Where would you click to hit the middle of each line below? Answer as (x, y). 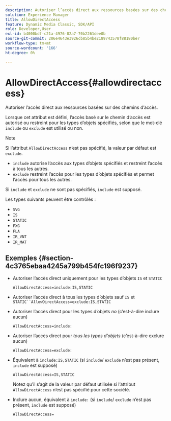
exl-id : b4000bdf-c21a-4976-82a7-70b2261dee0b (55, 34)
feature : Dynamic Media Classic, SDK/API (50, 24)
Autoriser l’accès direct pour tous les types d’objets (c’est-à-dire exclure (88, 336)
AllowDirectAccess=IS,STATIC (44, 375)
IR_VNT (20, 237)
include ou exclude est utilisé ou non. (44, 128)
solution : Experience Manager (37, 15)
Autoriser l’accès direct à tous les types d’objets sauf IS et (74, 297)
